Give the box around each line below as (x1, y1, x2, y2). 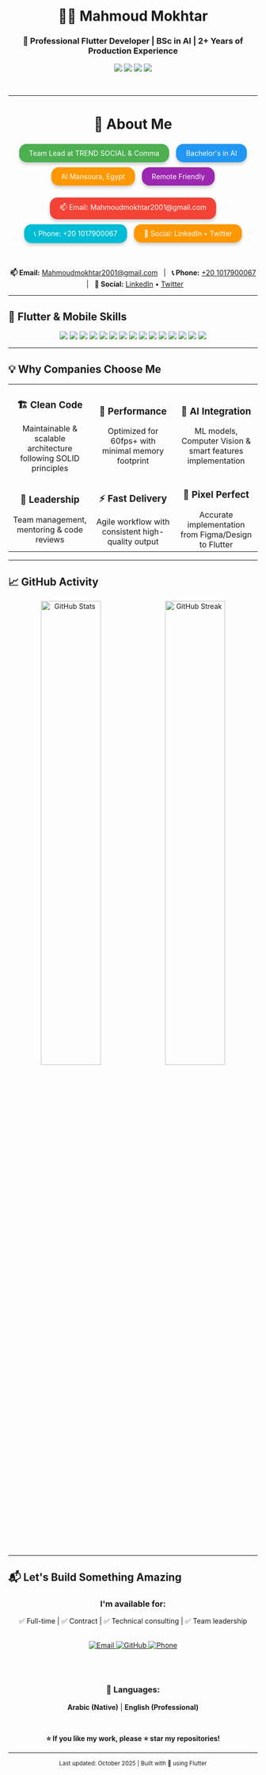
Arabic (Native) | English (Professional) (66, 1702, 199, 1712)
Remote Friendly (151, 172, 206, 182)
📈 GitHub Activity (8, 575, 99, 589)
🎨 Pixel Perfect (183, 489, 249, 501)
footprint (116, 455, 150, 466)
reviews (35, 534, 65, 545)
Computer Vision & (180, 435, 252, 447)
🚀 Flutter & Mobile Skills (8, 309, 127, 324)
